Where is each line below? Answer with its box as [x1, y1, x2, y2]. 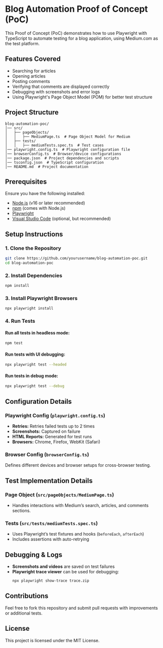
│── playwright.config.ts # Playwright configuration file [5, 147, 131, 152]
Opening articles [12, 73, 46, 79]
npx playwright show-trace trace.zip [12, 578, 90, 583]
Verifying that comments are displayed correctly [12, 84, 110, 89]
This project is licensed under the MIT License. [5, 637, 100, 643]
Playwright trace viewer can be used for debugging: [12, 569, 119, 575]
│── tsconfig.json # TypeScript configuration [5, 160, 104, 165]
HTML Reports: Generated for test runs [12, 434, 92, 439]
